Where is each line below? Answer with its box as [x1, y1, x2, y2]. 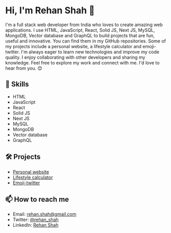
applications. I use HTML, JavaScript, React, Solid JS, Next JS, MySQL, [5, 27, 155, 33]
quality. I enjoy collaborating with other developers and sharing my [5, 54, 145, 60]
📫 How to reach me [5, 195, 69, 204]
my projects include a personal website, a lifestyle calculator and [5, 43, 142, 49]
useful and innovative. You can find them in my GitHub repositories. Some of [5, 38, 166, 44]
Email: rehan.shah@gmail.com [12, 211, 77, 217]
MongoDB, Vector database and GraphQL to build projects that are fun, [5, 32, 155, 38]
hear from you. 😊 [5, 65, 42, 71]
